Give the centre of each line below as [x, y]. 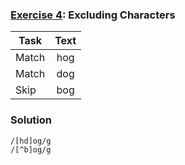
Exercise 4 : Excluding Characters [93, 15]
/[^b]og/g [31, 149]
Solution [31, 120]
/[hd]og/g [31, 141]
